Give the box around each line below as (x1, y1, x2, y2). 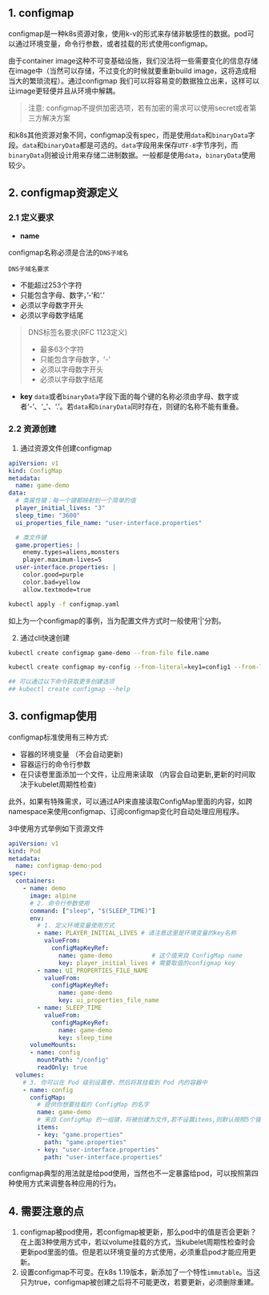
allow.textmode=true (22, 585, 91, 593)
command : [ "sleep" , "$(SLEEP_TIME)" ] (29, 906, 156, 914)
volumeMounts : (29, 1041, 78, 1049)
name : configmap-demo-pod (15, 862, 102, 870)
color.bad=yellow (22, 578, 81, 586)
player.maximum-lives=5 (22, 556, 102, 564)
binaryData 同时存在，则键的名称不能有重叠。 (94, 401, 243, 411)
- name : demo (22, 885, 66, 893)
